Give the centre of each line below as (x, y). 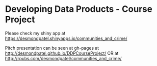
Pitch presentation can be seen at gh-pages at (52, 48)
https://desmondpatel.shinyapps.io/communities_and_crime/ (66, 38)
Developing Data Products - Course (79, 9)
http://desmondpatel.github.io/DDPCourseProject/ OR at (62, 53)
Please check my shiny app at (35, 33)
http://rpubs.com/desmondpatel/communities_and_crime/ (63, 58)
